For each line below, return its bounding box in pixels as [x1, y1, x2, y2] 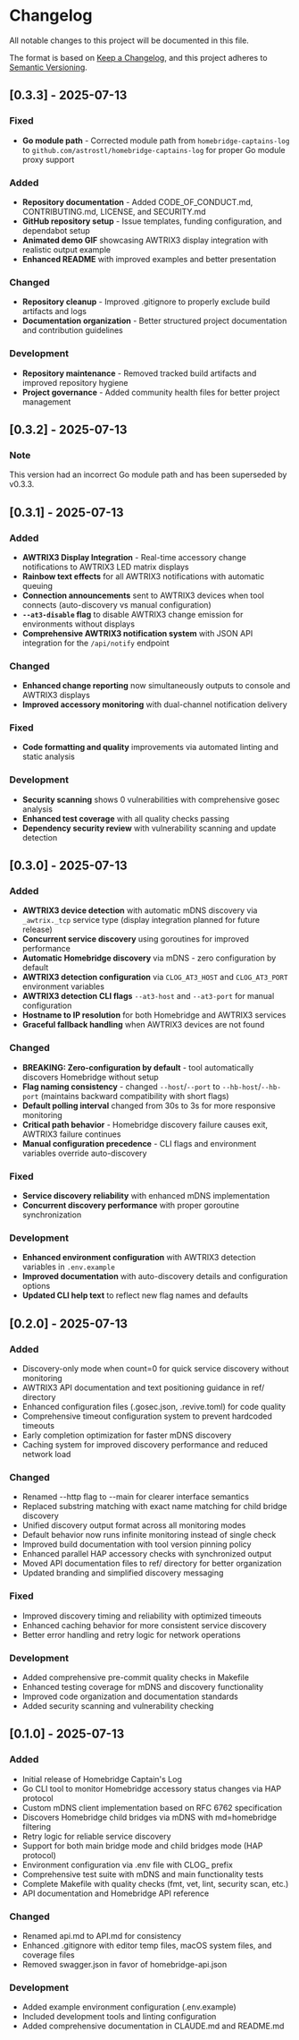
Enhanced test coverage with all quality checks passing [21, 813, 230, 824]
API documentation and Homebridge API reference [21, 1888, 210, 1899]
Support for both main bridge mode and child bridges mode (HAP [21, 1840, 263, 1851]
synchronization [21, 1209, 82, 1220]
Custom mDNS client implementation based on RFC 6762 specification [21, 1802, 283, 1813]
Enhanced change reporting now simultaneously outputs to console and [21, 680, 291, 691]
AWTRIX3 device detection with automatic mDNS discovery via [21, 905, 258, 916]
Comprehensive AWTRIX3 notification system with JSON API [21, 627, 253, 638]
